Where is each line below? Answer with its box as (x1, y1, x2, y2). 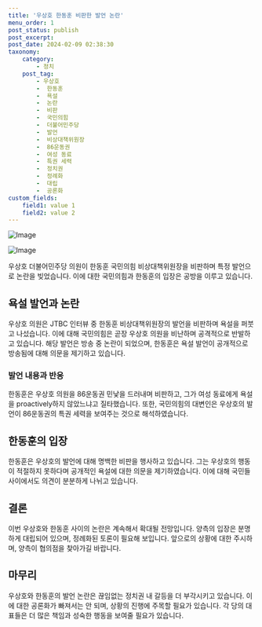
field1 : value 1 (22, 201, 76, 209)
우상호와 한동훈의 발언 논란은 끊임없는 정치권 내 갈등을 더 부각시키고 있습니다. (8, 591, 245, 600)
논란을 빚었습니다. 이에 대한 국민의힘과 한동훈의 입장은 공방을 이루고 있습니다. (16, 272, 253, 281)
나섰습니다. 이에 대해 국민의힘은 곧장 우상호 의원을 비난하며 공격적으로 (16, 329, 230, 339)
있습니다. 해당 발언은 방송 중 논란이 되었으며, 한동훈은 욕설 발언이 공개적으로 (16, 339, 249, 348)
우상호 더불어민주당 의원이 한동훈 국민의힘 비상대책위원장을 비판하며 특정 (8, 262, 231, 271)
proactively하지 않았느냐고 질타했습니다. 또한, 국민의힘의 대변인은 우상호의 (16, 399, 246, 409)
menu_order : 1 (8, 19, 55, 27)
